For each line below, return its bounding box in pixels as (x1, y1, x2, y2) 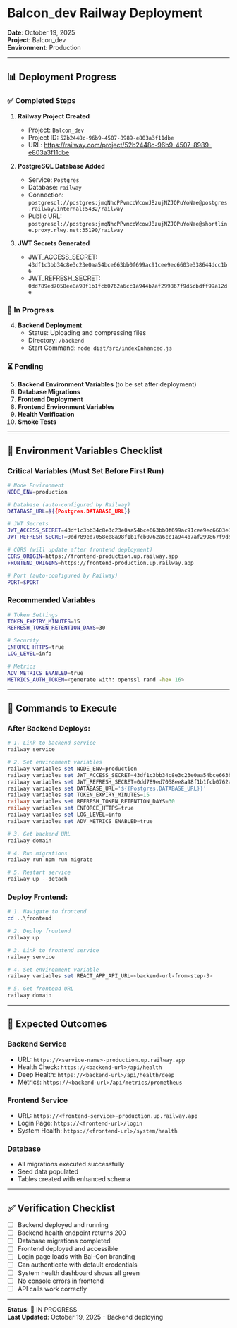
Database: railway (28, 183, 83, 191)
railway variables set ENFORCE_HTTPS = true (7, 805, 134, 812)
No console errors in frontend (17, 1277, 104, 1285)
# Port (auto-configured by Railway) (7, 572, 119, 579)
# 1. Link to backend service (7, 739, 97, 747)
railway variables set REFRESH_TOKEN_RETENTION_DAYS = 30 (7, 798, 175, 805)
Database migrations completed (17, 1236, 111, 1245)
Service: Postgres (28, 175, 80, 184)
